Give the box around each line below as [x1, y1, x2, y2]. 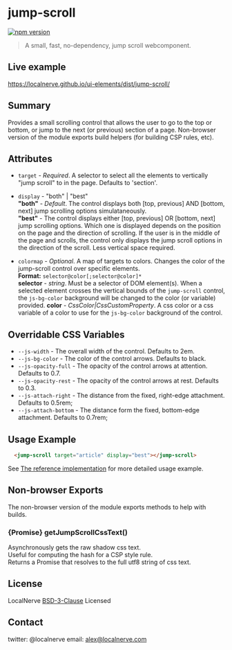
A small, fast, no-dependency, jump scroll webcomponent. [24, 41, 192, 49]
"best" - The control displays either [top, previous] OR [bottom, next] [17, 214, 216, 222]
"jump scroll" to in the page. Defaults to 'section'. [17, 179, 158, 187]
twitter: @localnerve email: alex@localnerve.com [8, 635, 147, 643]
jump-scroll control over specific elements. [17, 265, 140, 273]
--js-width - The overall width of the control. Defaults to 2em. [17, 347, 195, 355]
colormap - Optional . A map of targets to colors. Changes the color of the [17, 257, 225, 265]
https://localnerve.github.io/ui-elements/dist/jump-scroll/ [8, 80, 170, 88]
